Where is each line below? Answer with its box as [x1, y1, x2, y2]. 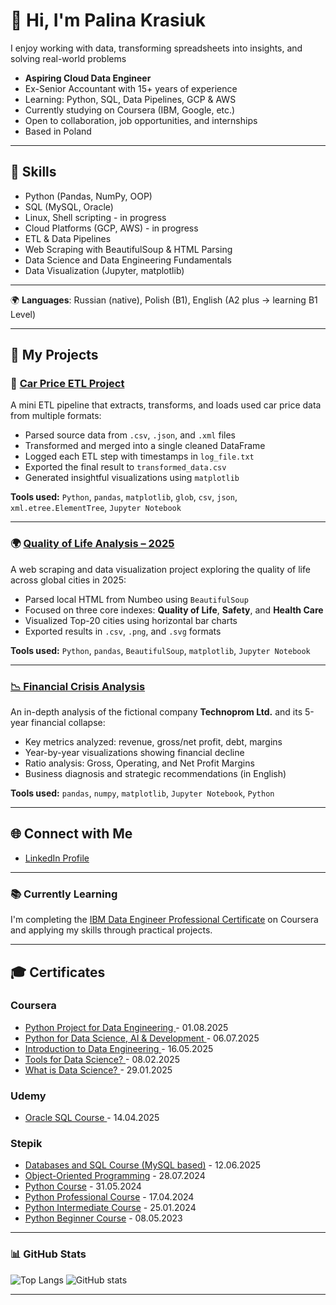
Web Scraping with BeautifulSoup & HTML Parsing [24, 243, 233, 255]
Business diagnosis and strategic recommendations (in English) [24, 768, 287, 780]
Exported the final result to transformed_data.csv [24, 461, 227, 473]
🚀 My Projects [10, 347, 99, 364]
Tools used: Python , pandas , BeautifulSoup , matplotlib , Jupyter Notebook [10, 644, 311, 656]
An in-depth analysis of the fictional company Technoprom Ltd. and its [10, 706, 303, 718]
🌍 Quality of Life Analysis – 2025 [10, 537, 175, 551]
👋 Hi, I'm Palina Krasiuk [10, 9, 207, 32]
